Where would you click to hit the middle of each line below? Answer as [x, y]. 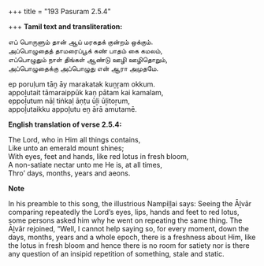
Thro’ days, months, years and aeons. [69, 173]
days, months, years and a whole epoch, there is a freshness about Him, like [132, 237]
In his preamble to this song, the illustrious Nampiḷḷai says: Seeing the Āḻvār [130, 203]
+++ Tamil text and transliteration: [65, 26]
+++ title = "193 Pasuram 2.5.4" [60, 11]
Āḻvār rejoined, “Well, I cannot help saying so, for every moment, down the [129, 229]
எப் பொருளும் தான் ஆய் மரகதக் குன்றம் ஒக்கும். [81, 42]
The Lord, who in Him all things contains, [74, 140]
